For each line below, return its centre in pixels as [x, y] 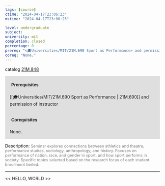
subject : [14, 32]
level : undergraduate [27, 28]
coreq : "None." [21, 55]
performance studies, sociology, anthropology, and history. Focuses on [71, 151]
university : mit [22, 37]
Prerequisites [25, 85]
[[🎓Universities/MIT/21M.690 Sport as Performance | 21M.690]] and [79, 97]
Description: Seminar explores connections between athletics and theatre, [75, 146]
